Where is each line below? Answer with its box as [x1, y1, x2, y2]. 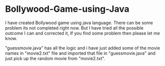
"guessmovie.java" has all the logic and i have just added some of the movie [5, 45, 161, 51]
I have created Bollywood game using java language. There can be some [5, 20, 153, 26]
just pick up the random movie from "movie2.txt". [5, 55, 105, 61]
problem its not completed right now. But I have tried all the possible [5, 25, 144, 31]
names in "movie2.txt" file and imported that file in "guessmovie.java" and [5, 50, 156, 56]
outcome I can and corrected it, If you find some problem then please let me [5, 30, 160, 36]
